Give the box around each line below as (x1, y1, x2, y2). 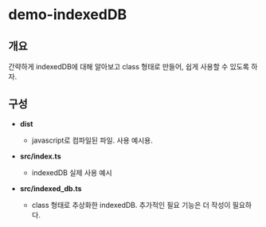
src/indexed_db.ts (19, 183, 82, 193)
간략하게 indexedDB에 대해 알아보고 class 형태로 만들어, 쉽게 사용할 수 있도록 (8, 62, 249, 71)
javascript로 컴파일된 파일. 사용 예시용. (31, 135, 154, 145)
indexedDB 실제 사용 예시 (31, 167, 113, 177)
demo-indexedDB (8, 6, 127, 24)
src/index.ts (19, 151, 61, 161)
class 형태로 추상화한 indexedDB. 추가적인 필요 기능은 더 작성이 (31, 200, 231, 209)
